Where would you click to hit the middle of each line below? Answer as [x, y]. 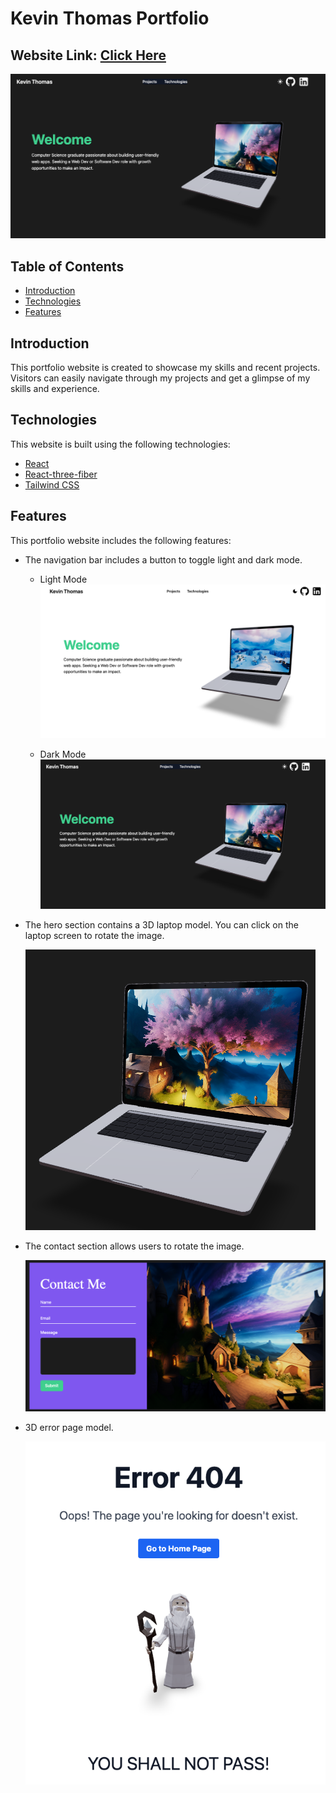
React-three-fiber [61, 474]
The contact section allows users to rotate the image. [134, 1246]
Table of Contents [67, 266]
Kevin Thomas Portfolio [110, 18]
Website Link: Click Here [88, 55]
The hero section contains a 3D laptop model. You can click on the [161, 924]
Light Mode [63, 579]
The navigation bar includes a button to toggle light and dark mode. [163, 559]
